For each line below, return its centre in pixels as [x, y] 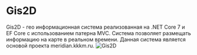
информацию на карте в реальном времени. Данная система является [96, 39]
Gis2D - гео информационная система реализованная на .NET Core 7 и [96, 27]
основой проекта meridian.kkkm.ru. [50, 46]
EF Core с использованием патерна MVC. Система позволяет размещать [99, 33]
